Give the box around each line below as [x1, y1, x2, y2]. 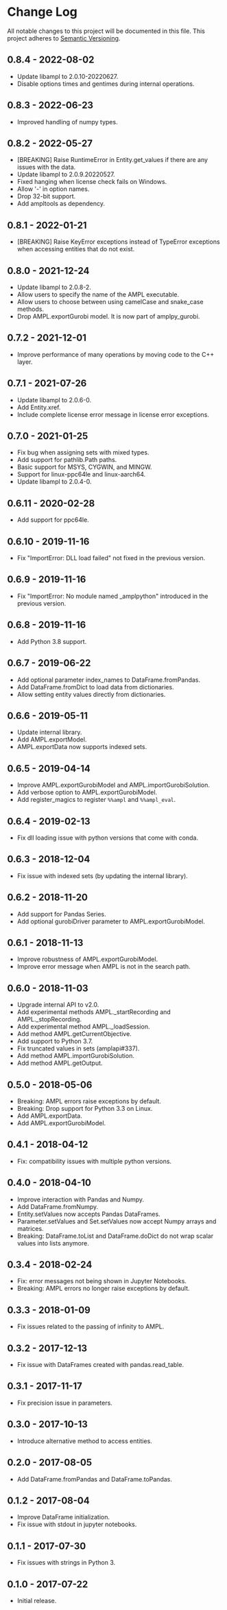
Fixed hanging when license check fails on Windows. [16, 178, 167, 186]
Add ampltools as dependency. [16, 200, 105, 208]
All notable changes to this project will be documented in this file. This [7, 27, 206, 35]
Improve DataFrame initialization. [16, 1513, 110, 1521]
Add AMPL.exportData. [16, 1112, 82, 1120]
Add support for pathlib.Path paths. [16, 456, 117, 464]
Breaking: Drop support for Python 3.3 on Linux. [16, 1105, 153, 1112]
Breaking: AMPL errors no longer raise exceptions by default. [16, 1285, 190, 1293]
